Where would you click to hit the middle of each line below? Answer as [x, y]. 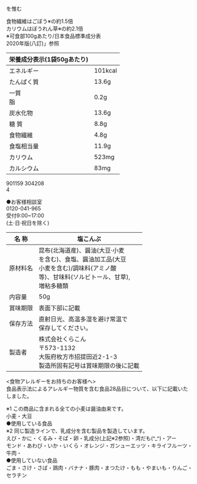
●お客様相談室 [24, 202]
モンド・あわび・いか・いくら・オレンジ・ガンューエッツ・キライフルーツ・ [99, 446]
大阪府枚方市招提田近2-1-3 [78, 357]
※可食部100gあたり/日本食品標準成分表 [54, 36]
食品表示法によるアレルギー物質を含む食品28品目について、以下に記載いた [97, 389]
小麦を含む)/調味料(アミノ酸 [77, 268]
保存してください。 [65, 328]
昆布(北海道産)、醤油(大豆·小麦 [82, 250]
